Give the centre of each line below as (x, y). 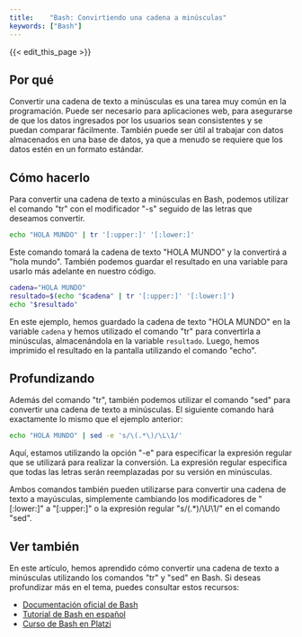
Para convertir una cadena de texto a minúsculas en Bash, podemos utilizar (149, 200)
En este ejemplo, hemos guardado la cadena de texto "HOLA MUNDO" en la (150, 321)
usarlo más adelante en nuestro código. (83, 271)
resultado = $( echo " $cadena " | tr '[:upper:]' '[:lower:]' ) (122, 296)
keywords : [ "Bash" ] (46, 26)
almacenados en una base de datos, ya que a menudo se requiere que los (146, 139)
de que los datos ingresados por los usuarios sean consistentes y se (136, 121)
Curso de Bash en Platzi (67, 624)
